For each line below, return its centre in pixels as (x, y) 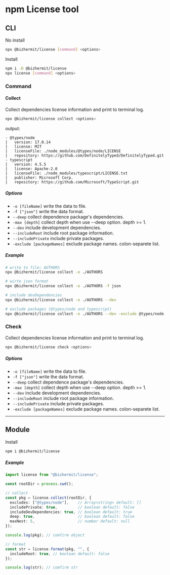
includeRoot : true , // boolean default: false (60, 554)
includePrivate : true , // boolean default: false (72, 507)
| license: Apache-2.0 (31, 169)
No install (15, 40)
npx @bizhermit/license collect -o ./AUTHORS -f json (63, 286)
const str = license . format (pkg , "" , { (47, 549)
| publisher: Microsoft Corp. (39, 178)
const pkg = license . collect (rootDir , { (49, 497)
